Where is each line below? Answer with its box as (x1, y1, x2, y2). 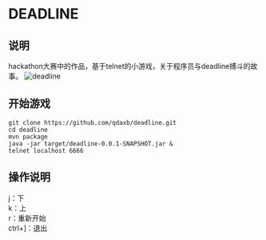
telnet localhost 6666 (8, 146, 84, 154)
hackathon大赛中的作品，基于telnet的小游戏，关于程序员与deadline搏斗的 (8, 62, 251, 70)
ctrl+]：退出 (8, 223, 48, 233)
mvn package (8, 133, 48, 141)
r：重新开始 (8, 213, 46, 222)
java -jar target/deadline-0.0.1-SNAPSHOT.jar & (8, 139, 173, 148)
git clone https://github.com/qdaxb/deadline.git (8, 118, 177, 126)
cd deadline (8, 126, 48, 134)
